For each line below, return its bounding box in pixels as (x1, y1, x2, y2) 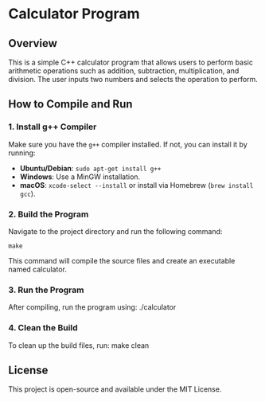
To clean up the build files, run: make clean (8, 340, 150, 350)
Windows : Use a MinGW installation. (19, 172, 141, 181)
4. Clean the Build (8, 322, 78, 334)
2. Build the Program (8, 209, 89, 220)
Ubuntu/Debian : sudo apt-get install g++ (19, 163, 162, 173)
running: (8, 148, 36, 158)
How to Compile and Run (8, 97, 133, 111)
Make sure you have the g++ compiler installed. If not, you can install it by (8, 139, 248, 149)
